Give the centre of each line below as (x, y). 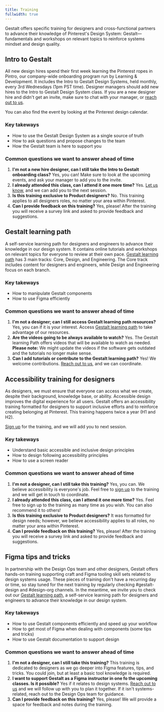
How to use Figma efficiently (41, 298)
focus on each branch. (28, 270)
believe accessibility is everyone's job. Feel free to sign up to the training (85, 489)
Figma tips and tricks (38, 557)
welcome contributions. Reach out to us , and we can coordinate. (77, 364)
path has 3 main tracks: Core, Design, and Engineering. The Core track (76, 259)
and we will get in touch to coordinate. (51, 494)
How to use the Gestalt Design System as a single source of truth (78, 135)
